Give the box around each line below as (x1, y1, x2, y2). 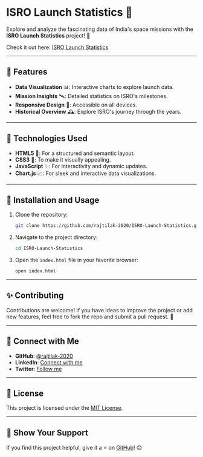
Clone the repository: (14, 211, 68, 219)
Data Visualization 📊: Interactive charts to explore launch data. (14, 83, 174, 90)
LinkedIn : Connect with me (14, 358, 83, 366)
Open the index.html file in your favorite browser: (14, 257, 139, 264)
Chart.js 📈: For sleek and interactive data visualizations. (14, 169, 156, 177)
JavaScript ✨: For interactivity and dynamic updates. (14, 162, 148, 169)
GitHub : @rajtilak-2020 (14, 352, 74, 360)
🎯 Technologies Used (6, 133, 88, 144)
